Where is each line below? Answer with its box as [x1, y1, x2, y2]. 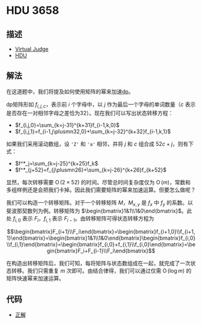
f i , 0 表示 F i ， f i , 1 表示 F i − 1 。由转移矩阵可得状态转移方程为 [13, 215, 155, 223]
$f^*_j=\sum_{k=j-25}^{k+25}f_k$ [14, 160, 99, 167]
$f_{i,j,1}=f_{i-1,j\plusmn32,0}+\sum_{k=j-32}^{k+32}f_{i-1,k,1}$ [14, 128, 171, 135]
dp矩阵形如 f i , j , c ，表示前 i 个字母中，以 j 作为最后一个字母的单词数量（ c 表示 [6, 101, 196, 109]
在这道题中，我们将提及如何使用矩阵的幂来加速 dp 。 [6, 88, 134, 95]
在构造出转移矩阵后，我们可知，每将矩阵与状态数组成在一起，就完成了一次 [6, 260, 191, 267]
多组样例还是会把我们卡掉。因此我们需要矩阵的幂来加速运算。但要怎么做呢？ [6, 186, 196, 193]
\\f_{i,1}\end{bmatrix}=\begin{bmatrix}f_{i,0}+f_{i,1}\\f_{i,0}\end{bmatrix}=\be [6, 241, 196, 248]
